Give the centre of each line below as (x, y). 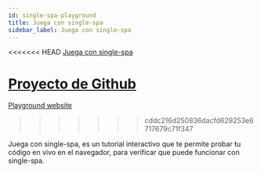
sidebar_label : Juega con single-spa (70, 30)
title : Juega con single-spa (56, 23)
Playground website (40, 106)
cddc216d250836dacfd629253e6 (199, 121)
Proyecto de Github (72, 84)
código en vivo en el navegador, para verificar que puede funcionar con (124, 153)
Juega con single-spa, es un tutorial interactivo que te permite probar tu (125, 144)
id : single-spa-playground (52, 15)
